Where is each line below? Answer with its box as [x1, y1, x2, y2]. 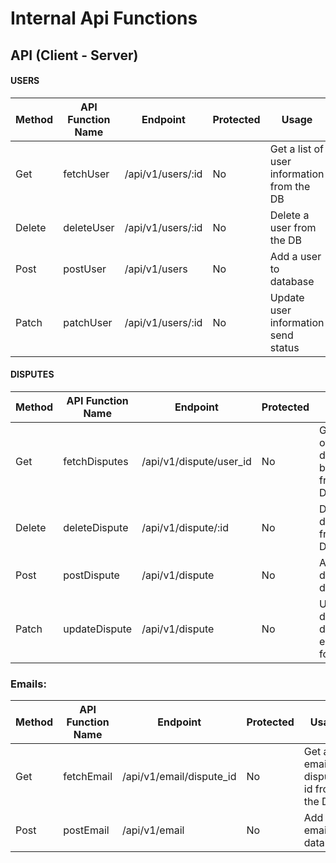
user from [269, 220, 317, 234]
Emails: [10, 677, 47, 691]
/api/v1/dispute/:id [141, 520, 230, 534]
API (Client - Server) [10, 47, 139, 64]
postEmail [63, 823, 110, 837]
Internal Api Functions [10, 7, 198, 30]
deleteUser [63, 220, 115, 234]
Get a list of [269, 142, 325, 156]
